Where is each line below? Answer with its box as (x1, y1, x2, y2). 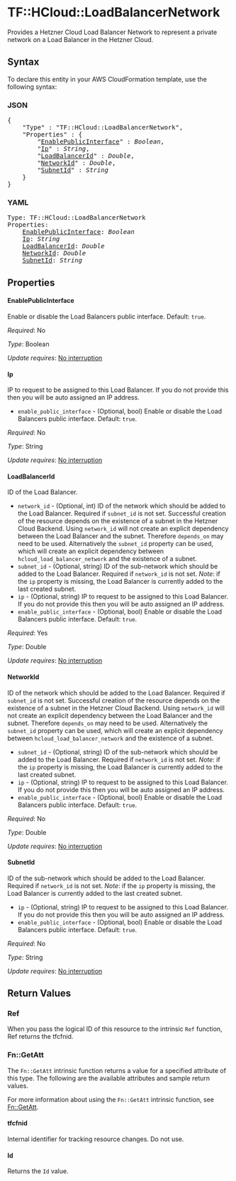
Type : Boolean (7, 339, 50, 348)
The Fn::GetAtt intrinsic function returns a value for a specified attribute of (7, 1066, 227, 1074)
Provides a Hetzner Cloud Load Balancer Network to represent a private (7, 28, 218, 36)
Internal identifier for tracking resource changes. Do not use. (7, 1135, 184, 1143)
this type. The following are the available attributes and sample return (7, 1074, 210, 1082)
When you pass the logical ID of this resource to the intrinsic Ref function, (7, 1025, 223, 1033)
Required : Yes (7, 629, 48, 637)
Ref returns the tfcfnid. (7, 1032, 74, 1041)
